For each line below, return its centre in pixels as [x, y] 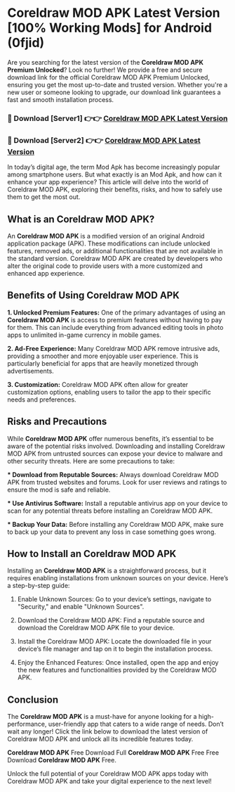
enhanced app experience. [46, 273]
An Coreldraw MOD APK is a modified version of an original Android [106, 236]
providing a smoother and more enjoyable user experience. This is [103, 356]
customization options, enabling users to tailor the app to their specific [109, 392]
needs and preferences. [42, 400]
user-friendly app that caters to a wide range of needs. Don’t [136, 724]
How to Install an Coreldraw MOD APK [92, 554]
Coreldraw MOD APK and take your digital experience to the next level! [109, 781]
